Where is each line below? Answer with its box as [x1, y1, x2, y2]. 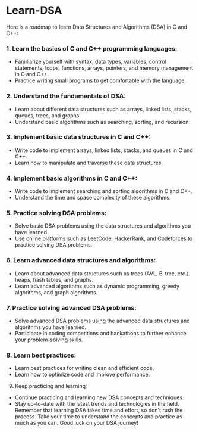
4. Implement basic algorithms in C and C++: [6, 174, 138, 182]
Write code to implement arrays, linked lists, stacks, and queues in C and [14, 147, 193, 154]
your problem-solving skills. [14, 336, 83, 343]
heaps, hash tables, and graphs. [14, 276, 94, 283]
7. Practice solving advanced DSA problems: [6, 303, 137, 312]
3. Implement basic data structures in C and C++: [6, 133, 151, 141]
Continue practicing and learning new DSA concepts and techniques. [14, 394, 184, 401]
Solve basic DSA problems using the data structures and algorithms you [14, 222, 191, 229]
